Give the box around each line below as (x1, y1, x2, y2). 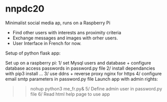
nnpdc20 (5, 3, 45, 15)
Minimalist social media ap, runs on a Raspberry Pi (5, 20, 110, 26)
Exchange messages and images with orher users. (12, 35, 118, 41)
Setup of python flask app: (5, 50, 61, 56)
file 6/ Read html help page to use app (30, 91, 110, 97)
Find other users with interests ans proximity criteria (12, 29, 121, 35)
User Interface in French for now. (12, 40, 82, 46)
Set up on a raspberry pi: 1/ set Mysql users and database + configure (5, 60, 151, 66)
